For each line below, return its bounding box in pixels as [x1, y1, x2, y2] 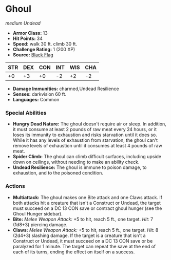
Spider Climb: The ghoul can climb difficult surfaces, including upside [12, 154, 162, 160]
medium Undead [5, 20, 41, 26]
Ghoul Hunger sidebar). [12, 210, 63, 216]
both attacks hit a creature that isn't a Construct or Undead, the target [12, 200, 161, 206]
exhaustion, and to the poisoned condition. [12, 170, 104, 176]
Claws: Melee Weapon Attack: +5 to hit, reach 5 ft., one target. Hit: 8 [12, 227, 159, 233]
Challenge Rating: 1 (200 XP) [12, 46, 75, 52]
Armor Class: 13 [12, 30, 48, 36]
